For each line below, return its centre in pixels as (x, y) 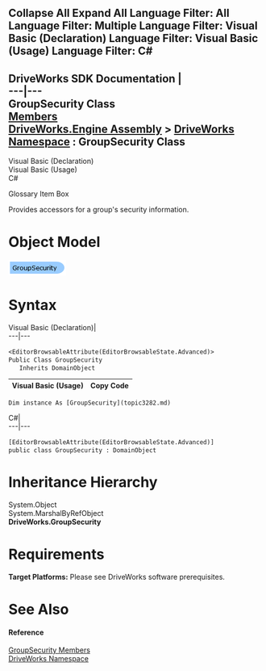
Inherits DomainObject (57, 368)
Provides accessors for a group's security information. (99, 210)
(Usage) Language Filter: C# (81, 51)
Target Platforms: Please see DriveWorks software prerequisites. (117, 577)
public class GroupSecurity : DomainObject (83, 451)
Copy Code (109, 385)
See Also (39, 610)
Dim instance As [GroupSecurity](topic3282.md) (90, 403)
